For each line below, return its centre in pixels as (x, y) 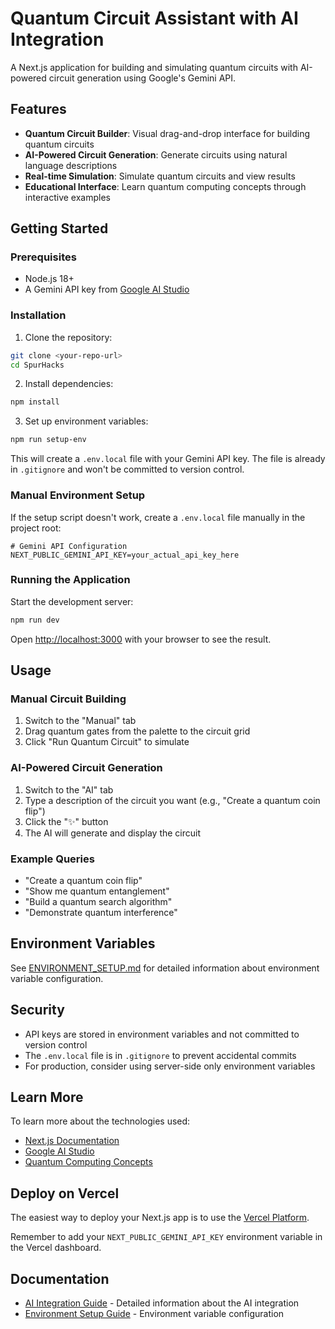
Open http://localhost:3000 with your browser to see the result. (141, 639)
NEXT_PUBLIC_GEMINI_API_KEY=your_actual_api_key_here (125, 555)
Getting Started (59, 228)
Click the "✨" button (66, 821)
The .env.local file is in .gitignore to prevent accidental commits (160, 1055)
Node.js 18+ (49, 279)
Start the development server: (72, 601)
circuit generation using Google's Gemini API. (142, 78)
